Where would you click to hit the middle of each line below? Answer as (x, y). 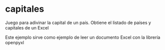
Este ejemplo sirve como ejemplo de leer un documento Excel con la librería (83, 37)
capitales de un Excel (27, 27)
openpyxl (15, 42)
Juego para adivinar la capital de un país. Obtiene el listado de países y (78, 23)
